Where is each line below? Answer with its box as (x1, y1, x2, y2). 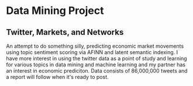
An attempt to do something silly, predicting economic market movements (6, 42, 184, 49)
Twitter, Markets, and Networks (6, 27, 124, 37)
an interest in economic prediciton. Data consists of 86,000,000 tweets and (6, 67, 188, 74)
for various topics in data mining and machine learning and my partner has (6, 61, 186, 68)
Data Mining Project (6, 4, 104, 17)
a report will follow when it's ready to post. (6, 74, 109, 80)
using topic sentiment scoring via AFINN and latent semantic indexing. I (6, 49, 178, 56)
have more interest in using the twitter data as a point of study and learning (6, 55, 187, 62)
